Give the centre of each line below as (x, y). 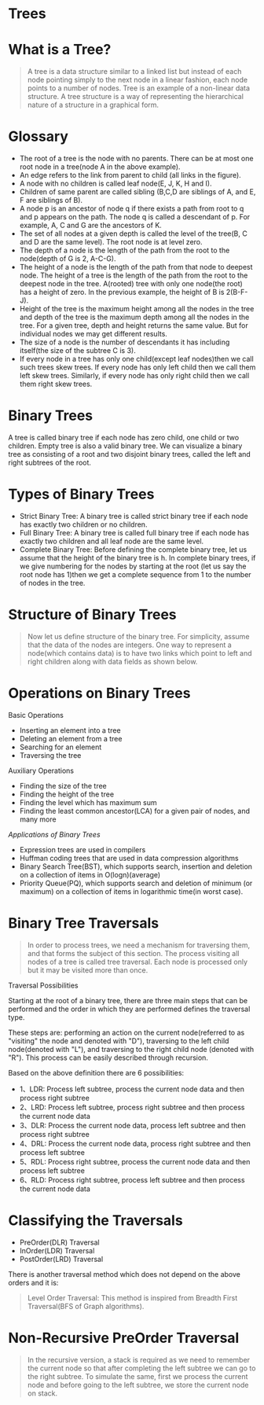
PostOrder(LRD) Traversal (61, 1259)
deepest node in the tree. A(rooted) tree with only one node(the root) (131, 284)
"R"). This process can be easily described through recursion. (108, 1057)
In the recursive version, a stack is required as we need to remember (138, 1359)
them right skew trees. (56, 384)
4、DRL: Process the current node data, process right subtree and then (135, 1143)
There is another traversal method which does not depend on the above (125, 1274)
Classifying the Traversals (95, 1220)
